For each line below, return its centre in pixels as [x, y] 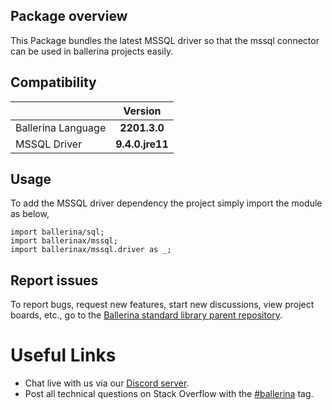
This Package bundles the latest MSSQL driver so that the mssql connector [165, 40]
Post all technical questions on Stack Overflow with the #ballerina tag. [169, 394]
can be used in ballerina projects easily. [92, 51]
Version [142, 111]
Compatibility [53, 82]
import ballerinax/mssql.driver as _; [91, 250]
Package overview [69, 16]
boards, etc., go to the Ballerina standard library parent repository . [146, 315]
